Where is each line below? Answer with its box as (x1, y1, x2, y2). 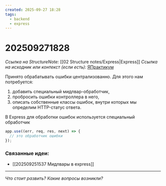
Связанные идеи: (5, 150, 49, 157)
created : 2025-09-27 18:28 (5, 7, 61, 12)
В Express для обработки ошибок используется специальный (5, 114, 135, 120)
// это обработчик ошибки (9, 133, 63, 139)
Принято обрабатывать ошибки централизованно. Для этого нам (5, 74, 143, 80)
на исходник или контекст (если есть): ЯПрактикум (5, 64, 114, 70)
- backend (9, 16, 30, 21)
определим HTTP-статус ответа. (12, 105, 82, 111)
